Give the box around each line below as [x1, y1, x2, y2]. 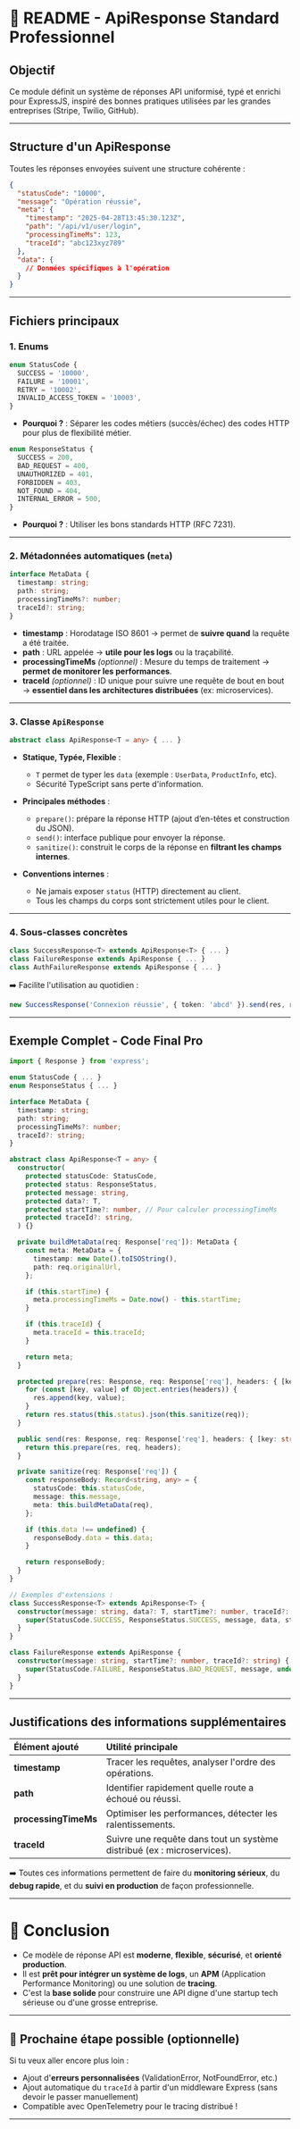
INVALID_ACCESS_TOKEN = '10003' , [17, 393, 142, 403]
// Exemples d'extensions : [9, 1590, 114, 1599]
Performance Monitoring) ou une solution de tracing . [21, 1978, 218, 1989]
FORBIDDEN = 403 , [17, 478, 82, 487]
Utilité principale [105, 1741, 179, 1754]
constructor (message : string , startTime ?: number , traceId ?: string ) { [17, 1656, 290, 1665]
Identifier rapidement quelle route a [105, 1781, 254, 1794]
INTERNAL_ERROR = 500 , [17, 495, 102, 504]
